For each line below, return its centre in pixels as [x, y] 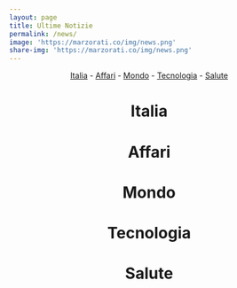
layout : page [33, 17]
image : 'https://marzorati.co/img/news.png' [93, 42]
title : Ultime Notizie [51, 26]
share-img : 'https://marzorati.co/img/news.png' [101, 51]
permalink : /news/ [43, 34]
